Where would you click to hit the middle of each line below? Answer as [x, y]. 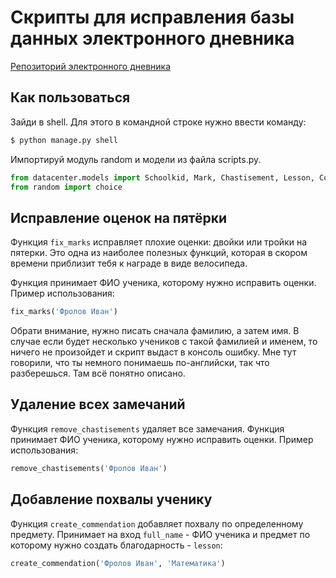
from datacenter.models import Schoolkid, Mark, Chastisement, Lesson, [162, 177]
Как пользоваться [70, 97]
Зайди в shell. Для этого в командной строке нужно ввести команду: [158, 122]
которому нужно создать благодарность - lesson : [116, 545]
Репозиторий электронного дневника [91, 66]
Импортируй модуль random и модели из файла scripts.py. [136, 159]
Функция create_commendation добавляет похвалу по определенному [157, 523]
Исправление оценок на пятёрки [119, 217]
